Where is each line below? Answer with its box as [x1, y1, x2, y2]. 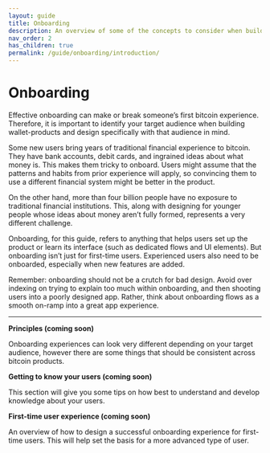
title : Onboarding [8, 19, 70, 27]
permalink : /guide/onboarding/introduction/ [8, 49, 160, 57]
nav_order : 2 [8, 34, 52, 43]
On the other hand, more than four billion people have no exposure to [8, 192, 238, 202]
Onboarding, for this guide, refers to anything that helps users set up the [8, 234, 248, 243]
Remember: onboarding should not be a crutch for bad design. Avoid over [8, 275, 252, 284]
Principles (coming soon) [8, 323, 94, 333]
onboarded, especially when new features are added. [8, 259, 185, 269]
